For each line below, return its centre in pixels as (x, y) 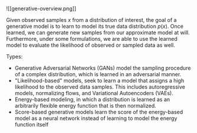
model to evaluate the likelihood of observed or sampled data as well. (91, 45)
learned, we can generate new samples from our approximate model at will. (98, 33)
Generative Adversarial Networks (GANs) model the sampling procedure (103, 68)
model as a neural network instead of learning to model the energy (96, 118)
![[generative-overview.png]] (41, 9)
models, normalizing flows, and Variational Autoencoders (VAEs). (94, 93)
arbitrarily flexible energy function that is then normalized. (85, 106)
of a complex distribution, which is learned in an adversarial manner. (98, 74)
